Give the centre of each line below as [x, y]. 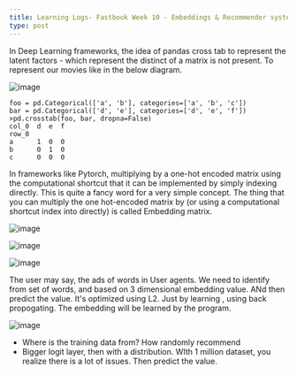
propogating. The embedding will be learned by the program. [120, 308]
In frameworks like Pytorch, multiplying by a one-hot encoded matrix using [145, 173]
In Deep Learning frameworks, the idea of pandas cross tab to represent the [148, 50]
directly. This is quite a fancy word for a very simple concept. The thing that [147, 192]
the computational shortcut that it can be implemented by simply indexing [143, 183]
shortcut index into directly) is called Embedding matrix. [111, 211]
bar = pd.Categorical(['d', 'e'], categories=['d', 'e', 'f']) [128, 111]
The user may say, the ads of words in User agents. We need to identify [140, 279]
